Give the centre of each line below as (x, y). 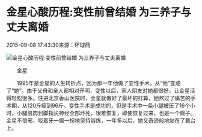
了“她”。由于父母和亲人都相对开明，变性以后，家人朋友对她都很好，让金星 (98, 90)
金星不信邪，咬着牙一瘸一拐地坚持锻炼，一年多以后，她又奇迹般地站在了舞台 (101, 120)
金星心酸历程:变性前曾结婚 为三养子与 (99, 12)
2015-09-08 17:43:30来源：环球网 (48, 45)
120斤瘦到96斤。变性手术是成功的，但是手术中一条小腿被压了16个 (109, 105)
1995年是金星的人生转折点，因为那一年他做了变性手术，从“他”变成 (99, 83)
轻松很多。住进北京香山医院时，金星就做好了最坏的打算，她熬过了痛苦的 (101, 98)
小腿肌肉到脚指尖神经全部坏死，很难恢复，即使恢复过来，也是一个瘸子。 (106, 113)
